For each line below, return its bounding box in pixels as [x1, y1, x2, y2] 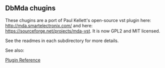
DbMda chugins [5, 4, 56, 12]
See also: [5, 47, 24, 53]
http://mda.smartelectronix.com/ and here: [5, 22, 93, 28]
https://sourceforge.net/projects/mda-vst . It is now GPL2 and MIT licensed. [5, 27, 160, 34]
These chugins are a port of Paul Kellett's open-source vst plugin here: [5, 17, 151, 23]
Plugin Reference [5, 57, 41, 63]
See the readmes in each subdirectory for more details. [5, 37, 119, 43]
